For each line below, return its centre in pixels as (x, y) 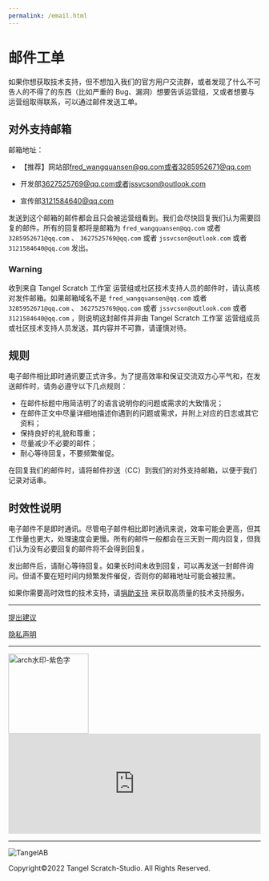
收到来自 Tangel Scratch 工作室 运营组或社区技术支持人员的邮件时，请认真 (131, 288)
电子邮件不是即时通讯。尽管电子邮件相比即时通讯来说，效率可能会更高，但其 (134, 529)
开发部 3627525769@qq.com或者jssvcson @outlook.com (113, 184)
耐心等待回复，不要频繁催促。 (69, 453)
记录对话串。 (29, 481)
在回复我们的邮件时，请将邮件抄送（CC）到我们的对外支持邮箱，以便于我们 (133, 470)
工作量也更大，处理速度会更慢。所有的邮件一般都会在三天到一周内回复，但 (131, 539)
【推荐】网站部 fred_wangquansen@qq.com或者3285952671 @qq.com (135, 167)
